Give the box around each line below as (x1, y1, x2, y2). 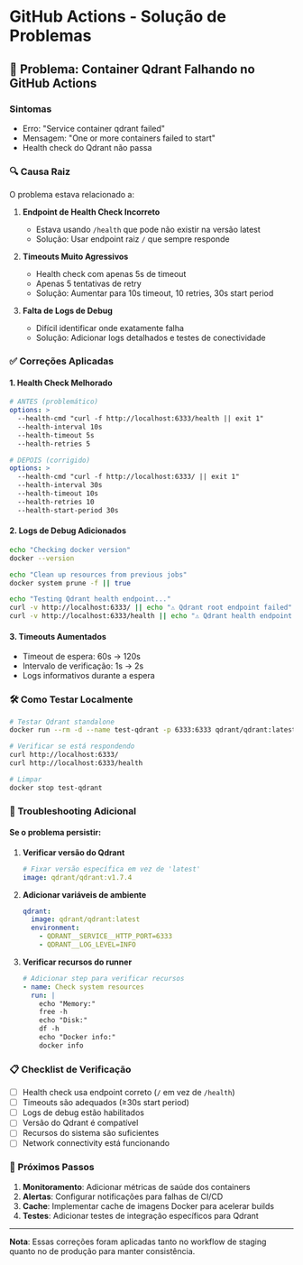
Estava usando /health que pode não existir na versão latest (35, 224, 262, 235)
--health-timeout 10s (17, 489, 99, 498)
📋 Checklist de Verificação (9, 1063, 132, 1076)
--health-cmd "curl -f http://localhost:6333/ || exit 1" (17, 472, 241, 482)
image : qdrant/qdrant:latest (31, 915, 141, 924)
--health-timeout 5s (17, 430, 95, 439)
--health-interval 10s (17, 422, 103, 431)
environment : (31, 923, 80, 933)
